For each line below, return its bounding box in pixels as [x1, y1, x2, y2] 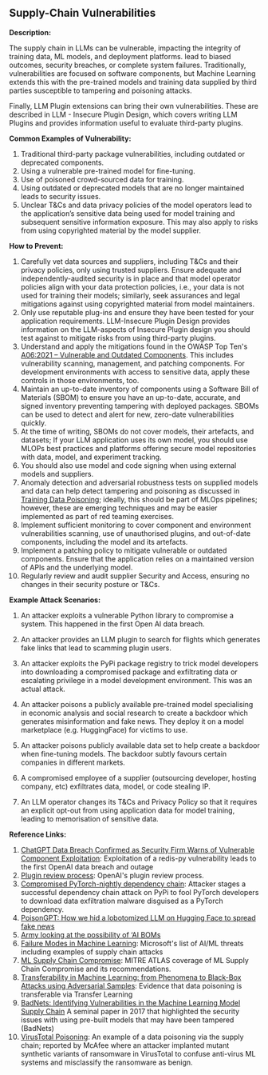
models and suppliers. [20, 469, 94, 478]
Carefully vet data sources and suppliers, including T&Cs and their [20, 256, 238, 266]
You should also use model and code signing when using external [20, 460, 237, 470]
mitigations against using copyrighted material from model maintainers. [20, 299, 254, 309]
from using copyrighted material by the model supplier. [20, 226, 202, 235]
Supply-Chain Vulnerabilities [9, 6, 156, 20]
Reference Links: [9, 829, 67, 839]
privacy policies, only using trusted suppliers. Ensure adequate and [20, 265, 242, 274]
